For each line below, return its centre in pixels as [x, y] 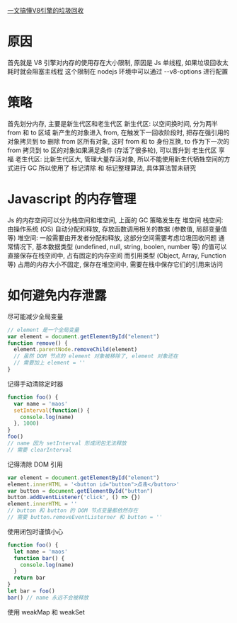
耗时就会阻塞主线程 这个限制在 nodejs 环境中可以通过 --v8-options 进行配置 [118, 71]
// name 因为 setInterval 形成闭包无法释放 [67, 443]
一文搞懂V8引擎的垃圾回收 [46, 10]
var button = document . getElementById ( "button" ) [80, 491]
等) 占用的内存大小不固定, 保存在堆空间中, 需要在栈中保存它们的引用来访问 [115, 264]
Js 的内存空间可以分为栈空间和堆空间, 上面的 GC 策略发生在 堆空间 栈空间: [115, 220]
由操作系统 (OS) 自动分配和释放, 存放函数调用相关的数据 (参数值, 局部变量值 [117, 229]
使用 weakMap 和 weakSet [46, 612]
